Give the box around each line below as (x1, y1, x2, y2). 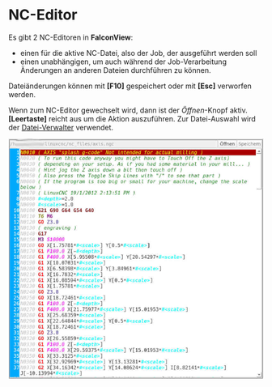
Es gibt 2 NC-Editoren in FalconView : (8, 32, 134, 42)
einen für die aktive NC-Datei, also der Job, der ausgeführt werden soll (19, 48, 257, 57)
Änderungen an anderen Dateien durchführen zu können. (19, 65, 211, 74)
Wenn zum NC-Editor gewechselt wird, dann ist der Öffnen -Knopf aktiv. (8, 105, 249, 115)
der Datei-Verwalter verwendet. (8, 122, 114, 132)
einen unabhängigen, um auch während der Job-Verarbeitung (19, 57, 227, 66)
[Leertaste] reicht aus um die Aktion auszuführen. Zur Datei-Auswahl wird (8, 113, 257, 123)
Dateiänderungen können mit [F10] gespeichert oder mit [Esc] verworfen (8, 81, 253, 91)
